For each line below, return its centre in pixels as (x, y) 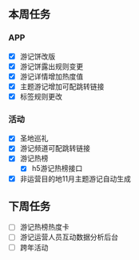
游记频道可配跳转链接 (55, 148)
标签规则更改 (41, 96)
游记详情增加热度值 (52, 76)
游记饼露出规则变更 (52, 66)
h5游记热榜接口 (57, 169)
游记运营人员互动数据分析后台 (69, 237)
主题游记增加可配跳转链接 (62, 86)
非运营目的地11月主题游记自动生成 (75, 178)
